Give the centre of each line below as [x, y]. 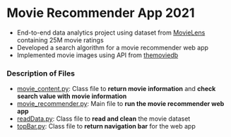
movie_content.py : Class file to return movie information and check [116, 89]
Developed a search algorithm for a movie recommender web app [113, 47]
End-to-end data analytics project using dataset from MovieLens [111, 32]
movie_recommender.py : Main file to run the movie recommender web [120, 104]
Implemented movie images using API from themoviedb [97, 55]
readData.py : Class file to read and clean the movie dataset [103, 119]
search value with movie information [72, 96]
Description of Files [41, 73]
